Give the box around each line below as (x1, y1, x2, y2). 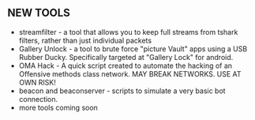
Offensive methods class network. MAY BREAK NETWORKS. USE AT (18, 69, 242, 78)
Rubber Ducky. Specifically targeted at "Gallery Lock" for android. (18, 52, 234, 62)
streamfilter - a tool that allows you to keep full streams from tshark (18, 27, 238, 36)
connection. (18, 94, 58, 103)
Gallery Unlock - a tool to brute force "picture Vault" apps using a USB (18, 43, 248, 54)
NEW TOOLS (7, 6, 70, 20)
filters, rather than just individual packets (18, 36, 152, 45)
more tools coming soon (18, 103, 98, 112)
